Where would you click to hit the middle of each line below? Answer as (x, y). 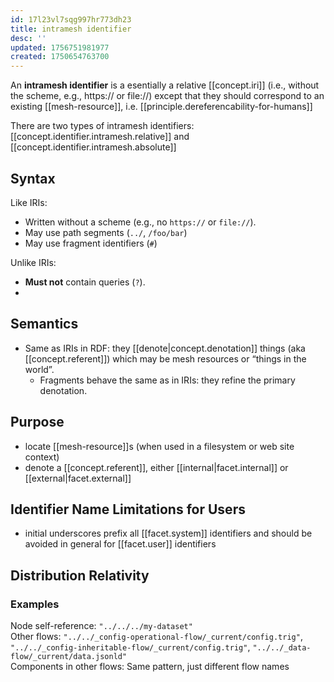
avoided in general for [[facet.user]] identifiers (120, 544)
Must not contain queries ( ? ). (85, 282)
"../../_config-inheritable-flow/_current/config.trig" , (130, 647)
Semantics (44, 324)
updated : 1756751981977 (60, 47)
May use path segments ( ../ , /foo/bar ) (106, 232)
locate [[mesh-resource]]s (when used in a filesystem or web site (159, 446)
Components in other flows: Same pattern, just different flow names (150, 667)
